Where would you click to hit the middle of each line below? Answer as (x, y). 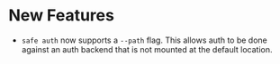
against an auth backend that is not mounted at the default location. (147, 49)
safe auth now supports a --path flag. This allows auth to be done (144, 40)
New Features (61, 16)
